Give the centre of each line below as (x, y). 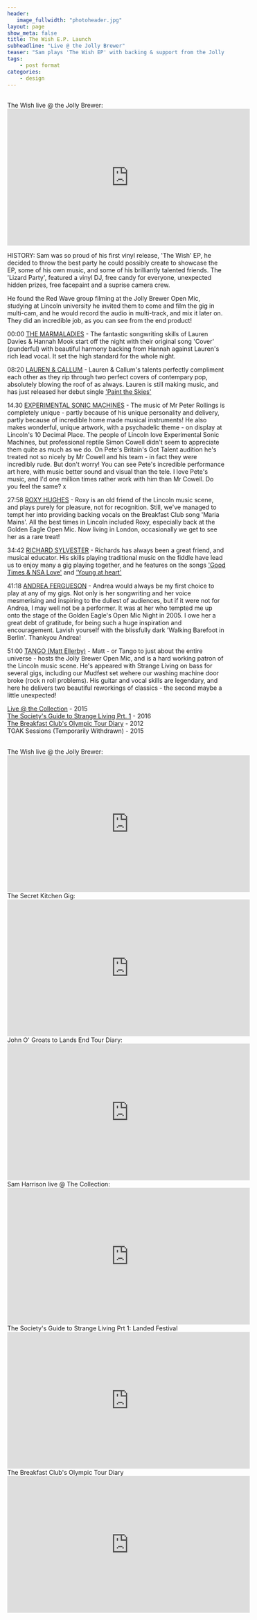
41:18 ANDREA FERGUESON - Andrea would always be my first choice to (111, 586)
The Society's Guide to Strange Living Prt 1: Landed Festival (92, 1328)
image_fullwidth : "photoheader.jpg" (69, 20)
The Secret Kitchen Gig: (41, 896)
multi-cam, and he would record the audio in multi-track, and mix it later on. (115, 313)
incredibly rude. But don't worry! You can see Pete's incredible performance (116, 464)
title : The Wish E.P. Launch (49, 40)
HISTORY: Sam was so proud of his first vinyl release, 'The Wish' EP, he (109, 256)
